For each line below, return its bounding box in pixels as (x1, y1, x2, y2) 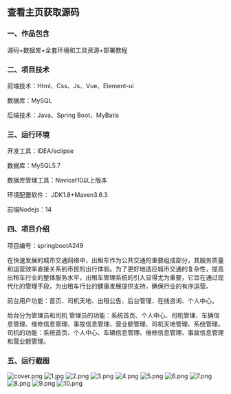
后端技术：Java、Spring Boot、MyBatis (7, 111, 120, 119)
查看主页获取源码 (7, 6, 80, 19)
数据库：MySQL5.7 (7, 161, 60, 170)
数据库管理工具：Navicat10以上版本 (7, 176, 108, 185)
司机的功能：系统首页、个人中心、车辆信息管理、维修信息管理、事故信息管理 (7, 328, 224, 336)
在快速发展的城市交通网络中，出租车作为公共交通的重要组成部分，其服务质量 (7, 256, 224, 264)
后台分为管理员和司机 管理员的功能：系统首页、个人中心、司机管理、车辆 (7, 311, 214, 319)
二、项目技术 (7, 65, 50, 74)
